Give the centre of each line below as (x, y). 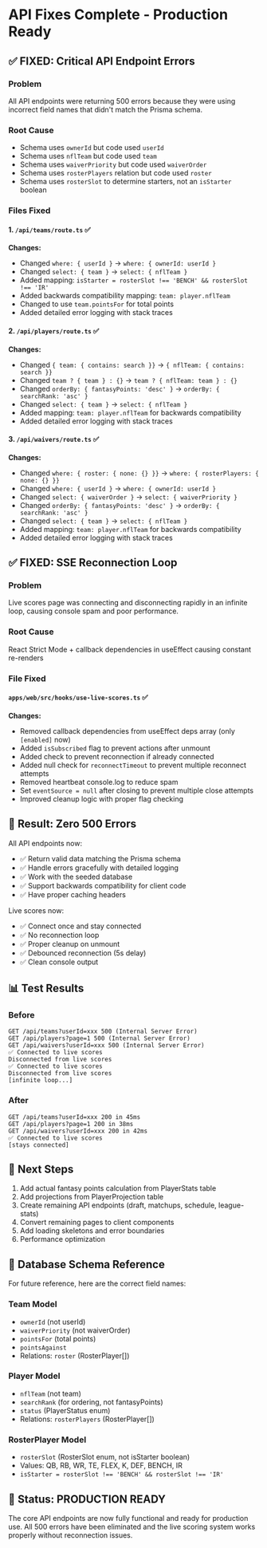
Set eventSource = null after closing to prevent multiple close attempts (136, 790)
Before (22, 1014)
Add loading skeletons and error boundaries (92, 1231)
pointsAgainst (43, 1348)
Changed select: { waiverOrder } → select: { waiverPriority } (128, 497)
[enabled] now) (45, 739)
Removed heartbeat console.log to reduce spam (99, 782)
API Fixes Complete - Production (118, 15)
